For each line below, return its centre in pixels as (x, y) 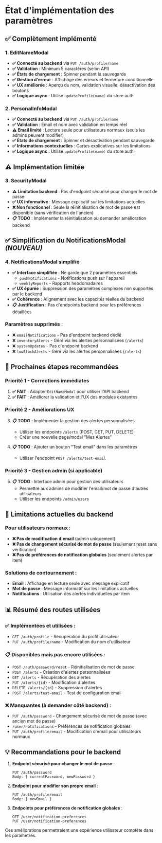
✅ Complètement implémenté (51, 39)
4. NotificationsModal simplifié (42, 262)
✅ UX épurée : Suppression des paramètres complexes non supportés (83, 288)
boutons (20, 90)
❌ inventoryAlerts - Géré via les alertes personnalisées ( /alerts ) (78, 340)
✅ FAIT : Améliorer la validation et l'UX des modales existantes (75, 397)
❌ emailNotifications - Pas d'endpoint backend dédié (67, 335)
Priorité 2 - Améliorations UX (40, 410)
